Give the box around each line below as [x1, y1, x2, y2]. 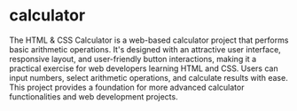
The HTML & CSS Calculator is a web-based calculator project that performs [9, 35, 289, 45]
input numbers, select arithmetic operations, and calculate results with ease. [9, 72, 288, 83]
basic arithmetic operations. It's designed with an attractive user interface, [9, 44, 281, 54]
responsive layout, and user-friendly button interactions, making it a [9, 53, 257, 64]
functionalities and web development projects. [9, 91, 179, 102]
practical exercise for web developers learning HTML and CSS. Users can [9, 63, 278, 74]
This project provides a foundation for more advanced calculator [9, 82, 245, 92]
